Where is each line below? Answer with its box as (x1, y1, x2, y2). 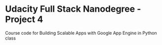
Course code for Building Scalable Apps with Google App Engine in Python (5, 30, 157, 36)
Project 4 (5, 14, 43, 25)
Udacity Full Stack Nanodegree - (5, 3, 141, 15)
